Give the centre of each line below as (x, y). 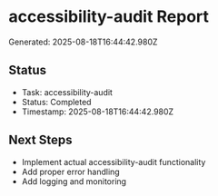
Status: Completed (56, 102)
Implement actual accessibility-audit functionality (114, 162)
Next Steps (40, 140)
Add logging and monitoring (74, 181)
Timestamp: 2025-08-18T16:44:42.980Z (98, 112)
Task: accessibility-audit (67, 92)
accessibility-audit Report (109, 17)
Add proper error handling (70, 171)
